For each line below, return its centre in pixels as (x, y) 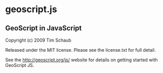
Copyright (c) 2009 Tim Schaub (38, 40)
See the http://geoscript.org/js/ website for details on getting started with (81, 60)
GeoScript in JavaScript (44, 28)
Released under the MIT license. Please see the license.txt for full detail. (80, 50)
